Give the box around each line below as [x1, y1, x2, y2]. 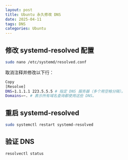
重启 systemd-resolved [5, 109, 80, 117]
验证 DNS [5, 137, 34, 146]
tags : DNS [5, 21, 26, 27]
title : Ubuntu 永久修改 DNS [5, 12, 61, 17]
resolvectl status [5, 151, 44, 156]
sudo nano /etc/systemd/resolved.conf [5, 59, 87, 64]
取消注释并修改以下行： [5, 69, 54, 75]
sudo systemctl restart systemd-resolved [5, 122, 94, 127]
